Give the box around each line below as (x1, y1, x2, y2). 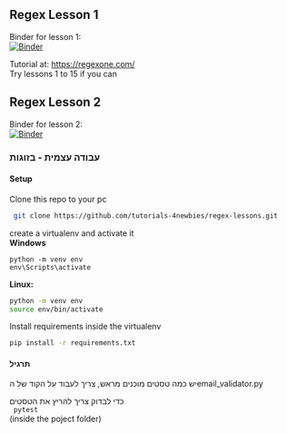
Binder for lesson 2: (9, 118, 84, 130)
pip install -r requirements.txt (9, 339, 136, 348)
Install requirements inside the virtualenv (9, 321, 162, 332)
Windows (9, 237, 46, 248)
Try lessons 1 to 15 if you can (9, 68, 118, 79)
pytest (13, 406, 39, 415)
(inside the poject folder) (9, 413, 102, 425)
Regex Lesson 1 (9, 7, 99, 23)
